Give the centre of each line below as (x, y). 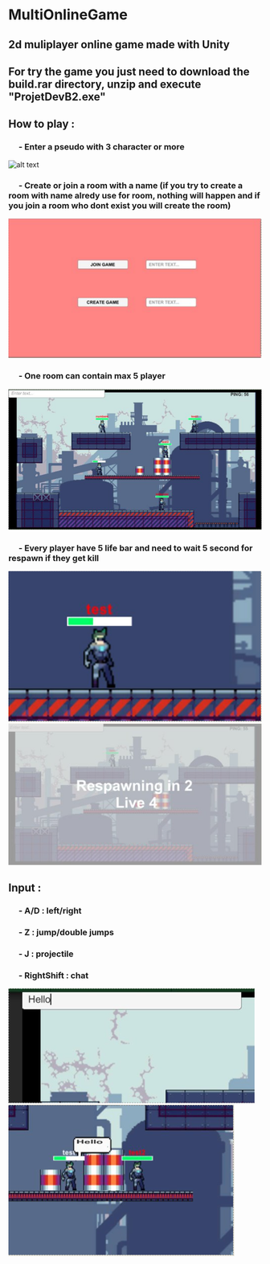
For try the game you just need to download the (129, 71)
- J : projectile (46, 954)
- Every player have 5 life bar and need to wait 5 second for (136, 548)
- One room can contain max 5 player (92, 375)
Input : (25, 888)
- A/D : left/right (50, 910)
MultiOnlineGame (68, 15)
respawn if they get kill (54, 558)
